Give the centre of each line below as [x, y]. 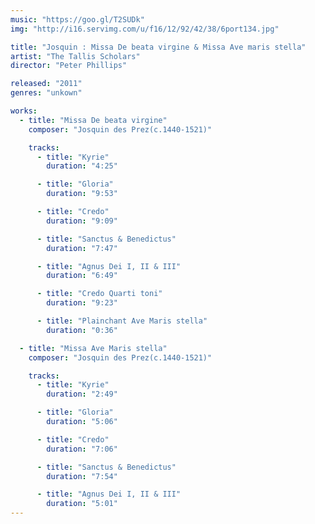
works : [24, 111]
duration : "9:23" [82, 303]
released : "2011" [46, 84]
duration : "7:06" [82, 449]
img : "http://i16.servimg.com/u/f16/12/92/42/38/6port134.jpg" [145, 29]
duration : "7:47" [82, 248]
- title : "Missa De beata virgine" [93, 120]
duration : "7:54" [82, 476]
